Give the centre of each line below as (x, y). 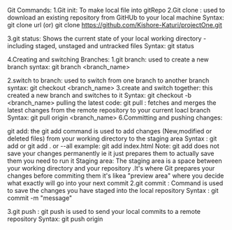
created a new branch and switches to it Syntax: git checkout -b (100, 95)
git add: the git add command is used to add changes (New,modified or (110, 131)
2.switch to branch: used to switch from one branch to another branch (108, 80)
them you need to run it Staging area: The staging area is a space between (115, 161)
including (21, 46)
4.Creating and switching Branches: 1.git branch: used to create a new (108, 59)
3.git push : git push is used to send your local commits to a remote (104, 211)
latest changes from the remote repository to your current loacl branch (109, 110)
